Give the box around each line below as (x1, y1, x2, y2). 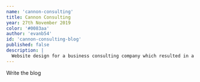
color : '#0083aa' (6, 25, 50, 31)
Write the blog (6, 69, 41, 76)
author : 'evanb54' (6, 31, 52, 37)
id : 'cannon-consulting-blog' (6, 36, 82, 42)
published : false (6, 42, 50, 48)
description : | (6, 48, 44, 53)
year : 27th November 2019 (6, 20, 71, 26)
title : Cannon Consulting (6, 14, 71, 20)
